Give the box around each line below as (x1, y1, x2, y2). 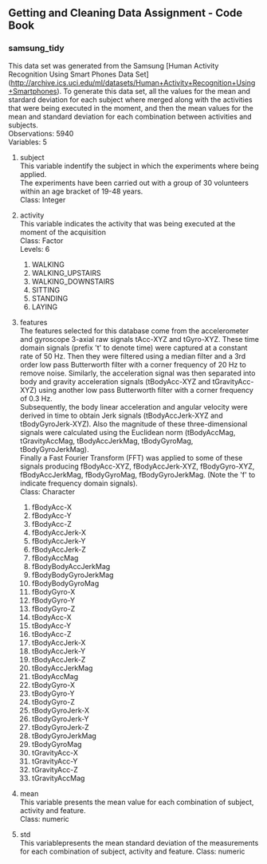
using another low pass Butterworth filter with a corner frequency (38, 385, 253, 395)
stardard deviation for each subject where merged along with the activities (8, 95, 253, 104)
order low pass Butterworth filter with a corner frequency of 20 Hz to (19, 359, 247, 369)
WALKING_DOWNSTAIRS (31, 277, 115, 286)
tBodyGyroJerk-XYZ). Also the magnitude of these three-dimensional (19, 418, 248, 429)
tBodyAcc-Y (31, 621, 72, 630)
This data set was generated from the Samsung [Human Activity (8, 61, 219, 70)
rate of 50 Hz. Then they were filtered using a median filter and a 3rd (19, 351, 246, 361)
